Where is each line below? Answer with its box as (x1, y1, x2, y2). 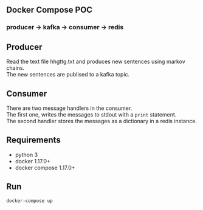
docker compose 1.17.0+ (15, 164, 75, 171)
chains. (6, 64, 25, 72)
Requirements (6, 135, 61, 145)
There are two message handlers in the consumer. (6, 104, 132, 112)
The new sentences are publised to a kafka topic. (6, 71, 130, 78)
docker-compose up (6, 197, 53, 204)
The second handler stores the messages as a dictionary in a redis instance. (6, 117, 198, 124)
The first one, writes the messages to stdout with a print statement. (6, 110, 177, 118)
